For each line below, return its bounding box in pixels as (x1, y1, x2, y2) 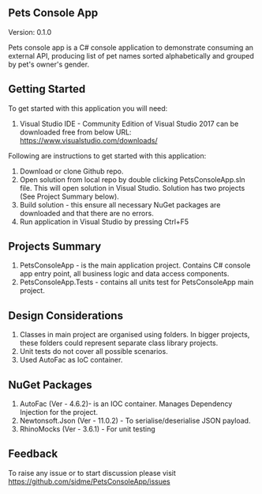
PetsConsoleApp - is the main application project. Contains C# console (19, 260, 251, 270)
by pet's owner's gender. (8, 59, 89, 69)
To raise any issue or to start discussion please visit (8, 468, 176, 477)
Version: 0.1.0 (8, 27, 52, 36)
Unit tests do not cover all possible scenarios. (19, 347, 168, 356)
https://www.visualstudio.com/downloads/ (19, 135, 158, 145)
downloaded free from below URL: (19, 127, 132, 137)
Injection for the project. (19, 408, 99, 417)
